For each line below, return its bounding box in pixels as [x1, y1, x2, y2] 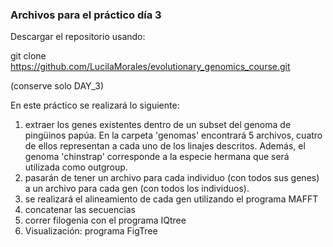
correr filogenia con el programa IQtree [24, 214, 187, 227]
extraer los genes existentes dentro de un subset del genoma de [24, 119, 292, 131]
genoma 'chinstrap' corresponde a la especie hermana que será [24, 151, 290, 163]
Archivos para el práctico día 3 [10, 8, 162, 22]
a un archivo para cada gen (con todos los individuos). [24, 183, 250, 195]
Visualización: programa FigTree [24, 225, 158, 237]
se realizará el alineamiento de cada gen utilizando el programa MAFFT [24, 193, 319, 205]
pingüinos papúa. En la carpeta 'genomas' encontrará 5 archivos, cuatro [24, 129, 323, 142]
